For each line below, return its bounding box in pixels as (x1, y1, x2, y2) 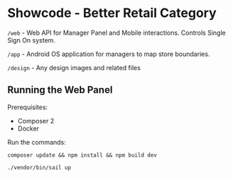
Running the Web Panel (7, 84, 113, 96)
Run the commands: (7, 138, 66, 146)
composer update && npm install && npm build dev (7, 151, 158, 159)
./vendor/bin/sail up (7, 164, 72, 171)
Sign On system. (7, 35, 55, 44)
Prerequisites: (7, 103, 48, 111)
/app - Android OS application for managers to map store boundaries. (7, 50, 210, 58)
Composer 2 (17, 116, 55, 125)
